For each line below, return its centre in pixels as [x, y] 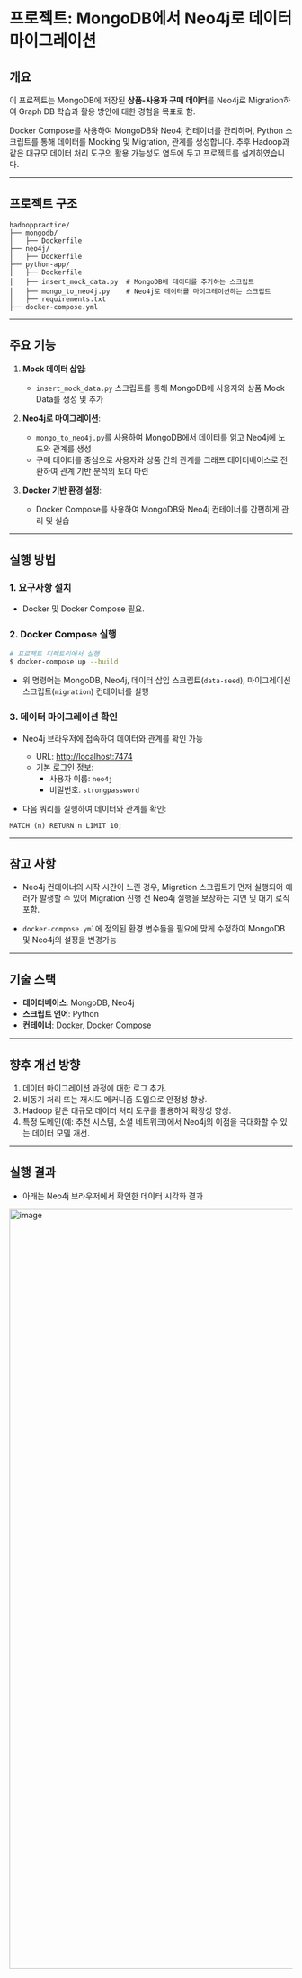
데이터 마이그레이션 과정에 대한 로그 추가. [94, 1088]
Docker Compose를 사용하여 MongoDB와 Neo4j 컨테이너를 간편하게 [158, 509]
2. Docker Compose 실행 [63, 635]
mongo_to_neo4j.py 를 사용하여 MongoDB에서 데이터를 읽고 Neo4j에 [156, 437]
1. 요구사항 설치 [40, 587]
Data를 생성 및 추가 [70, 399]
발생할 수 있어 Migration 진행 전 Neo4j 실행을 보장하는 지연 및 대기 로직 [164, 898]
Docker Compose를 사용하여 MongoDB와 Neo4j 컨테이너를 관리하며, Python [147, 130]
